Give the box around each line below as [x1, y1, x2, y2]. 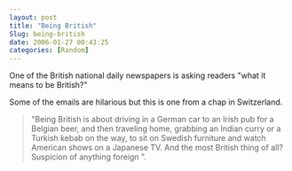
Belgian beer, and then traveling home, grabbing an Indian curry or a [30, 123, 281, 134]
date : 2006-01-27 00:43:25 [9, 37, 109, 47]
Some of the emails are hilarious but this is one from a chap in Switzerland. [9, 97, 283, 107]
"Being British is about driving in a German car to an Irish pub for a [30, 114, 274, 125]
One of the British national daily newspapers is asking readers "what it [9, 70, 266, 81]
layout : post [9, 12, 58, 22]
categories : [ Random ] [9, 46, 90, 55]
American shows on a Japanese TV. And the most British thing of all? [30, 143, 284, 153]
